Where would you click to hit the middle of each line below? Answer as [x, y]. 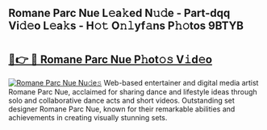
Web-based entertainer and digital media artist [181, 83]
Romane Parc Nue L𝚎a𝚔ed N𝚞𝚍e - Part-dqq [119, 13]
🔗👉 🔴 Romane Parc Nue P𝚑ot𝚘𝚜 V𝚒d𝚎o [110, 59]
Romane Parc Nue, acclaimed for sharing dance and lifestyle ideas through [133, 92]
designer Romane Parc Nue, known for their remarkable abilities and [122, 109]
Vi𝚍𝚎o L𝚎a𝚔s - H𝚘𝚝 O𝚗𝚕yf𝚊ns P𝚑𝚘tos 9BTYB [126, 26]
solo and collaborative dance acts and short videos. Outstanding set [122, 101]
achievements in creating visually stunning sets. [88, 117]
